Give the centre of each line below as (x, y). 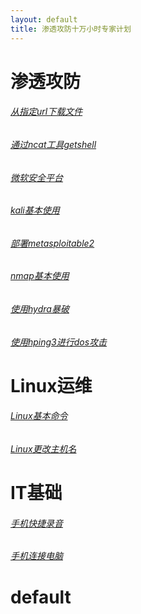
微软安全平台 (36, 177)
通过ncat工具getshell (53, 144)
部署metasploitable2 (52, 243)
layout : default (44, 19)
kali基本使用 (35, 210)
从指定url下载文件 (46, 112)
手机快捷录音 (36, 523)
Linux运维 (51, 385)
